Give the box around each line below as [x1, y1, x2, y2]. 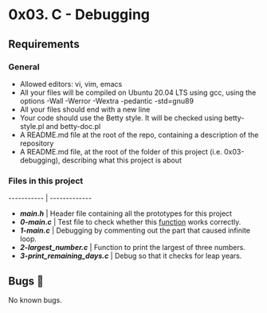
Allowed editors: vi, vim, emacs [19, 79, 123, 88]
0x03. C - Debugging [8, 6, 150, 24]
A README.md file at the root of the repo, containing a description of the [19, 130, 259, 139]
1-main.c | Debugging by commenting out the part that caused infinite [19, 225, 251, 236]
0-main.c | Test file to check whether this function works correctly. [19, 217, 241, 227]
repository [19, 138, 54, 148]
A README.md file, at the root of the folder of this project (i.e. [19, 147, 223, 156]
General [8, 61, 40, 72]
